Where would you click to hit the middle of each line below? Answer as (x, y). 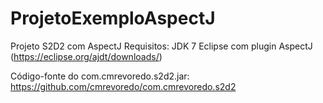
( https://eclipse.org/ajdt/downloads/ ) (86, 56)
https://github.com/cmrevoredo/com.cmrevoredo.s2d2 (123, 86)
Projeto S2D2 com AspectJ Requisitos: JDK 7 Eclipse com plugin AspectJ (161, 46)
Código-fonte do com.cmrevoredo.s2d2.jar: (100, 76)
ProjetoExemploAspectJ (113, 18)
